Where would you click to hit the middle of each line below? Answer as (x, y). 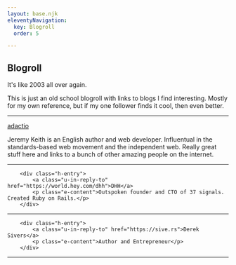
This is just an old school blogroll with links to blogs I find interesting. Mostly (118, 98)
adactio (18, 126)
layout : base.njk (33, 14)
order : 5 (26, 33)
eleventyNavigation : (38, 20)
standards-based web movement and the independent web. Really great (112, 147)
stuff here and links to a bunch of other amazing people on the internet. (111, 154)
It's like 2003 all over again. (47, 85)
